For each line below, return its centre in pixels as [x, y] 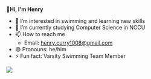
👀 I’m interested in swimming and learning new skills [80, 21]
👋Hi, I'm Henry [25, 9]
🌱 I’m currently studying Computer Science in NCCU [80, 27]
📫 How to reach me [40, 34]
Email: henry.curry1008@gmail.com [68, 43]
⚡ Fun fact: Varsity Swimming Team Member [70, 56]
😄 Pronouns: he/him [40, 49]
